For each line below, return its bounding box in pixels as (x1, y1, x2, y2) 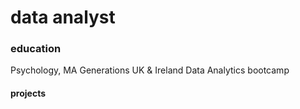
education (10, 42, 62, 56)
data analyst (10, 6, 116, 29)
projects (10, 87, 47, 100)
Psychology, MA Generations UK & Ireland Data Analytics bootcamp (10, 64, 290, 76)
